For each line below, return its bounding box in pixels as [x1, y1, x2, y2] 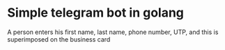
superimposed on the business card [7, 35, 111, 43]
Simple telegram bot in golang [7, 5, 185, 21]
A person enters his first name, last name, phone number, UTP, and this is [7, 28, 219, 36]
